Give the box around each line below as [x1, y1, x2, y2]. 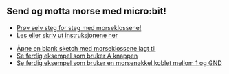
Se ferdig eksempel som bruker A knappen [16, 51, 138, 60]
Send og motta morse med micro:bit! [6, 5, 166, 17]
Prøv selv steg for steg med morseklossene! [16, 23, 142, 32]
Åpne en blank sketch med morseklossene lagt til [16, 44, 156, 52]
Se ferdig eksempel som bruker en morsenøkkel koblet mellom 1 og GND [16, 58, 222, 67]
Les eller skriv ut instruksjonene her [16, 31, 118, 39]
